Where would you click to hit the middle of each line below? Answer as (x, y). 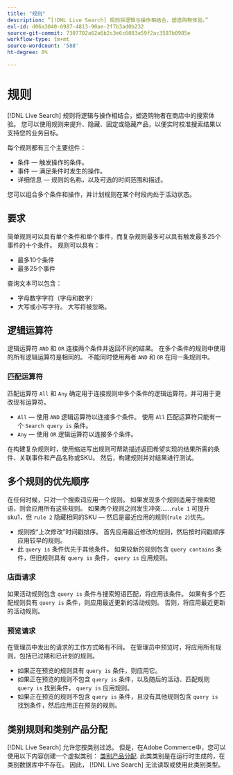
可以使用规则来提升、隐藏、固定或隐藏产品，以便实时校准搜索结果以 (124, 124)
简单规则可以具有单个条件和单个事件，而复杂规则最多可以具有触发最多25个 (114, 236)
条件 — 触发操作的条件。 (52, 162)
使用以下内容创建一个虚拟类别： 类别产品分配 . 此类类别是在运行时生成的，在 (116, 756)
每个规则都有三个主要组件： (47, 147)
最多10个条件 (36, 259)
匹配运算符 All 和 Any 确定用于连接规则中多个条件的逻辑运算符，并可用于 (111, 393)
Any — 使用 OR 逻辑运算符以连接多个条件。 (77, 434)
